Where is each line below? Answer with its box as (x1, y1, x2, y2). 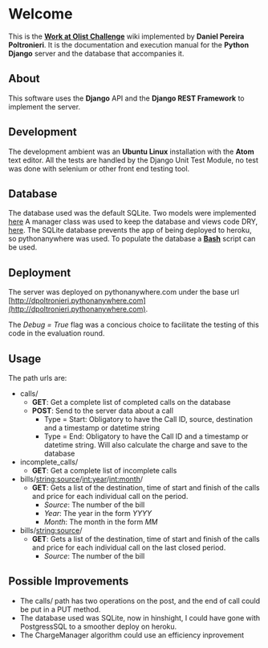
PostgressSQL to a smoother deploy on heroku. (19, 621, 177, 631)
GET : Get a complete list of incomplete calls (31, 466, 177, 475)
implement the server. (8, 101, 81, 111)
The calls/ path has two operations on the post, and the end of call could (19, 596, 261, 605)
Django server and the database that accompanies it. (8, 48, 185, 58)
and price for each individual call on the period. (31, 492, 189, 501)
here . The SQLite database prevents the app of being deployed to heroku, (8, 225, 252, 235)
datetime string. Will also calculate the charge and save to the (43, 440, 248, 449)
